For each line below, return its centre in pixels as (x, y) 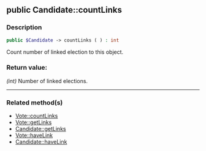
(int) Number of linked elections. (47, 81)
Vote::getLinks (33, 122)
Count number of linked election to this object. (65, 52)
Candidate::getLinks (40, 129)
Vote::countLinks (36, 116)
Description (24, 28)
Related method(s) (35, 102)
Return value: (27, 68)
